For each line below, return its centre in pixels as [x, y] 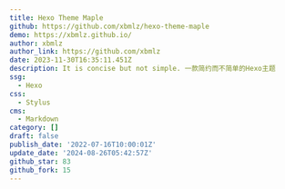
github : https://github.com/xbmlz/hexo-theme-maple [109, 26]
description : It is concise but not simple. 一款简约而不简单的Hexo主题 [142, 69]
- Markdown [38, 119]
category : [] [34, 128]
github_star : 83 [40, 161]
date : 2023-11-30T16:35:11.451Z [71, 60]
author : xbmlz [36, 43]
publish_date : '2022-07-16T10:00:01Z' [83, 144]
